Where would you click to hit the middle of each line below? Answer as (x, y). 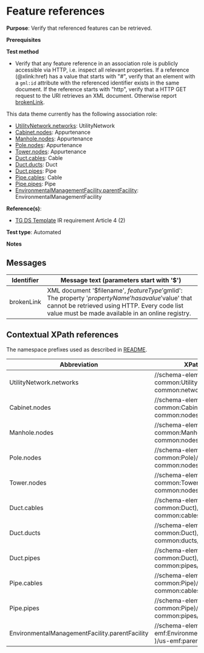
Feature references (56, 11)
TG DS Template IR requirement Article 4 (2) (70, 220)
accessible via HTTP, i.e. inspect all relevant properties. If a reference (102, 70)
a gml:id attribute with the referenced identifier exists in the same (97, 83)
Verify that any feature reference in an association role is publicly (96, 63)
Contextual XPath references (63, 335)
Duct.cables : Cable (39, 158)
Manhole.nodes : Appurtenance (54, 139)
